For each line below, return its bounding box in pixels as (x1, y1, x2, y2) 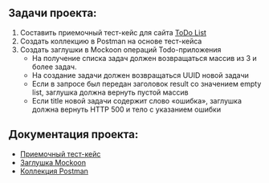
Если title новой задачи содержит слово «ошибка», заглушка (31, 96, 243, 105)
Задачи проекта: (8, 6, 97, 20)
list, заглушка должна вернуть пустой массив (31, 87, 189, 97)
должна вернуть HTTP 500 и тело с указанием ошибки (31, 104, 222, 114)
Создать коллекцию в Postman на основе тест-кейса (19, 36, 202, 46)
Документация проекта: (8, 128, 139, 141)
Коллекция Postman (19, 166, 88, 176)
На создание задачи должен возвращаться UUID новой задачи (31, 70, 249, 79)
